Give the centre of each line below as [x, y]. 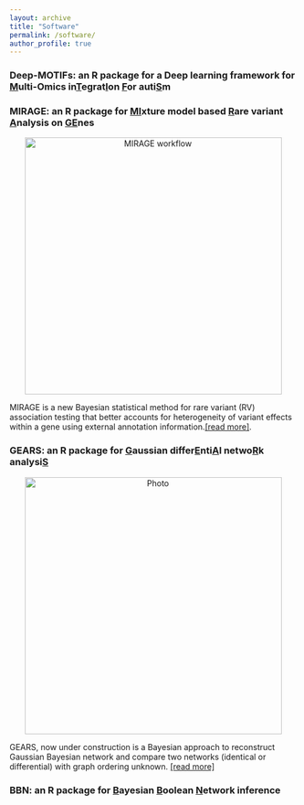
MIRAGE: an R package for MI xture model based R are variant [147, 111]
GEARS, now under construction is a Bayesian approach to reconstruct [142, 747]
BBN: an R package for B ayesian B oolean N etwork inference [145, 789]
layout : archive [40, 18]
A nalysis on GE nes [52, 122]
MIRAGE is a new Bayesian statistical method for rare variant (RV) [132, 408]
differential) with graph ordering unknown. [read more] [112, 766]
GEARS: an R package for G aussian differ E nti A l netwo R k [137, 450]
